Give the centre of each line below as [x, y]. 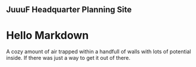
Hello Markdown [48, 35]
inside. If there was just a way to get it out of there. [68, 58]
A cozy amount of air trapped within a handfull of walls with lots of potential [99, 52]
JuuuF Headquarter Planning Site [69, 10]
